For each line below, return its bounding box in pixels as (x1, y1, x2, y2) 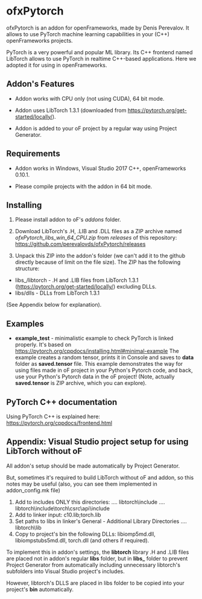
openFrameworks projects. (6, 37, 74, 44)
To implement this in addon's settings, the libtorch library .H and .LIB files (6, 548, 189, 556)
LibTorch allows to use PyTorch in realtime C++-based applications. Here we (6, 55, 197, 62)
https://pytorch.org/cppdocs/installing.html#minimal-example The (14, 348, 179, 355)
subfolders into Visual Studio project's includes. (6, 568, 125, 575)
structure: (14, 265, 40, 272)
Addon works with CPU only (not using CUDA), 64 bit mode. (14, 95, 165, 102)
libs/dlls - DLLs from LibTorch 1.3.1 (14, 289, 100, 296)
